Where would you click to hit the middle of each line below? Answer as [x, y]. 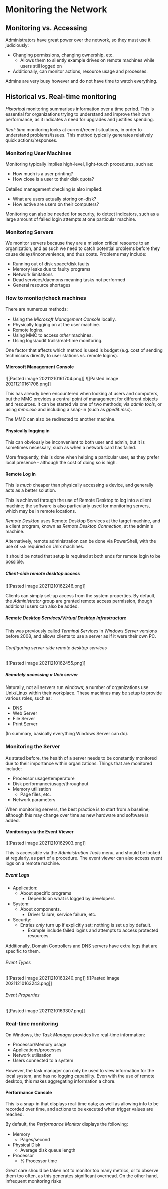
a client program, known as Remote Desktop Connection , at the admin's [79, 526]
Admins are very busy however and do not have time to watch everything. [81, 81]
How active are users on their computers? [56, 204]
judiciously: [17, 45]
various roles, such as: [28, 698]
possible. [15, 562]
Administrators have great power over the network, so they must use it [78, 40]
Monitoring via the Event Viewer [39, 832]
